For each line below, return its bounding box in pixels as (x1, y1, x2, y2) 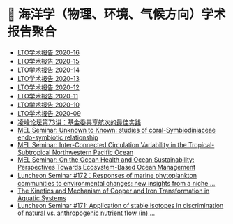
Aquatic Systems (17, 193, 66, 202)
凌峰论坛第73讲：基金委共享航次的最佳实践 (17, 118, 142, 126)
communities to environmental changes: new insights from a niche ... (17, 179, 216, 187)
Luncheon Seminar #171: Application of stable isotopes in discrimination (17, 201, 224, 209)
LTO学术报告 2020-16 (17, 48, 80, 57)
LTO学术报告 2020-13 (17, 74, 80, 82)
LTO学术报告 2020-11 (17, 91, 79, 100)
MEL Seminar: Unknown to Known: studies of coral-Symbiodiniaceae (17, 126, 216, 134)
